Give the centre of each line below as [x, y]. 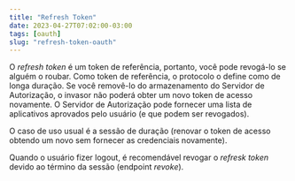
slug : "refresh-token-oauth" [63, 42]
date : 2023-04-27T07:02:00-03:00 [71, 26]
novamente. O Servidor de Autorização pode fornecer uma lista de [131, 105]
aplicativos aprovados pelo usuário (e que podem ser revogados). [129, 114]
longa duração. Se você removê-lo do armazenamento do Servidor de [137, 86]
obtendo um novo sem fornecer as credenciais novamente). [118, 140]
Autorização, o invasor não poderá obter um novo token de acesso [131, 95]
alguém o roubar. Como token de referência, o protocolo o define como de [145, 77]
